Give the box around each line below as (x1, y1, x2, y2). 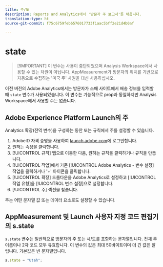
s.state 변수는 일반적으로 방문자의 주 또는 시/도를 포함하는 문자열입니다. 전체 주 (5, 236, 157, 242)
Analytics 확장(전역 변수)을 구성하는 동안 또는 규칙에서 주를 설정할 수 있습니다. (5, 128, 154, 133)
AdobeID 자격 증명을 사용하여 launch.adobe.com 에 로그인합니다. (12, 138, 138, 143)
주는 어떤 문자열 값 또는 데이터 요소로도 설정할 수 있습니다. (5, 197, 116, 203)
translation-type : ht (5, 16, 49, 21)
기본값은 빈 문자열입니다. (19, 248, 67, 254)
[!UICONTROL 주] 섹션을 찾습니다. (12, 187, 79, 192)
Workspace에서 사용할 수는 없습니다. (5, 98, 77, 104)
